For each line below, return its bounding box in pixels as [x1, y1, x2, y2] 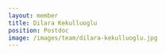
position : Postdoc [8, 26, 69, 34]
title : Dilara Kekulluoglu [8, 19, 98, 27]
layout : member [8, 11, 59, 20]
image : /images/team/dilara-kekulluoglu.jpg [8, 33, 158, 42]
